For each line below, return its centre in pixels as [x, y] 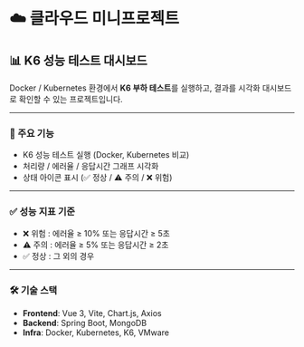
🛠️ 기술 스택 [33, 290]
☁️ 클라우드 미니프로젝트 [94, 19]
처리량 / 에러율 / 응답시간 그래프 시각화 [90, 166]
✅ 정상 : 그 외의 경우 [58, 255]
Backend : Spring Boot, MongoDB [85, 323]
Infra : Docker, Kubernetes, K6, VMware [96, 333]
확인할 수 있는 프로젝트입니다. [71, 99]
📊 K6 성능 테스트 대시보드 [78, 60]
